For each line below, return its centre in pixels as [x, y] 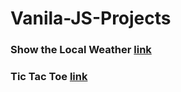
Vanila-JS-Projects [91, 18]
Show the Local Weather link [81, 50]
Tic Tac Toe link [49, 77]
